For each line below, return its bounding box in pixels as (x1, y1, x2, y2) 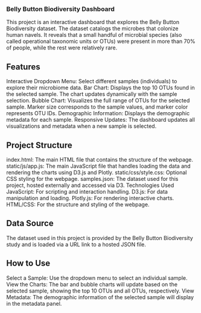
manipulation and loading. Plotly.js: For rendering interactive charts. (6, 194, 174, 201)
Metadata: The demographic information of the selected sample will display (6, 293, 194, 300)
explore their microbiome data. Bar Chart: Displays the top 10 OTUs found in (6, 84, 195, 92)
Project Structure (6, 140, 72, 150)
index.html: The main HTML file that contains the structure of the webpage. (6, 156, 194, 163)
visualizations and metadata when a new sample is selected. (6, 122, 157, 130)
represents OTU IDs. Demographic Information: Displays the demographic (6, 110, 190, 117)
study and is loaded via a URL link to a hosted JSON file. (6, 241, 146, 248)
